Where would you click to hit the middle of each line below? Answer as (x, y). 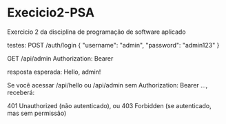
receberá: (21, 92)
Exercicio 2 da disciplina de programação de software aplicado (96, 32)
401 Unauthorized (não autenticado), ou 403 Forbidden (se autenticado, (109, 105)
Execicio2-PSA (51, 13)
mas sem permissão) (37, 113)
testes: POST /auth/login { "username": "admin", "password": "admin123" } (113, 45)
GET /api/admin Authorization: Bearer (60, 58)
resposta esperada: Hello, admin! (54, 72)
